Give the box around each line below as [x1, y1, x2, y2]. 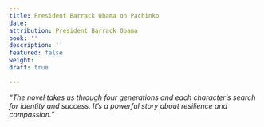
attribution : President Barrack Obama [9, 26, 138, 34]
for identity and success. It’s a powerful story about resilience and [9, 101, 228, 110]
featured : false [9, 49, 63, 57]
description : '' [9, 42, 63, 50]
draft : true [9, 64, 49, 72]
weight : [9, 57, 35, 65]
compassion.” [9, 109, 55, 119]
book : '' [9, 34, 38, 42]
